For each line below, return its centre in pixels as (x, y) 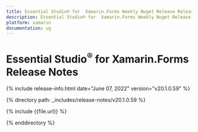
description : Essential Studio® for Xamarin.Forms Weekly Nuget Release (99, 17)
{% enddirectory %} (30, 123)
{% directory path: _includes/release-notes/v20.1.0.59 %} (76, 100)
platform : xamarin (29, 22)
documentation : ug (29, 28)
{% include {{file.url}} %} (37, 111)
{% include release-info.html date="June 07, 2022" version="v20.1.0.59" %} (98, 88)
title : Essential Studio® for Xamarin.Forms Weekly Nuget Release (91, 11)
